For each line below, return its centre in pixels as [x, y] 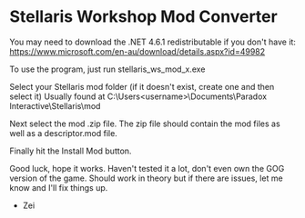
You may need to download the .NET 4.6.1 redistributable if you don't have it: [152, 42]
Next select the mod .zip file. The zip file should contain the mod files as [145, 124]
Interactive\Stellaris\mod [55, 105]
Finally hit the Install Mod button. [71, 151]
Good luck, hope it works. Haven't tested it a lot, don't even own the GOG [147, 168]
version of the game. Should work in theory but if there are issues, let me [147, 178]
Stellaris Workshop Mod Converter [143, 17]
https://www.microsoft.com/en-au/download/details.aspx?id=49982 [137, 51]
